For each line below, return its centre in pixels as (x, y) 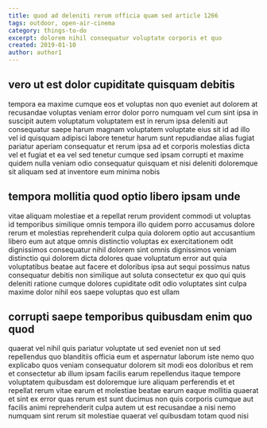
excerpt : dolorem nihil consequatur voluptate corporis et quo (115, 38)
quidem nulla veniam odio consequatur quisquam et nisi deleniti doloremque (133, 163)
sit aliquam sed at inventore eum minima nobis (84, 171)
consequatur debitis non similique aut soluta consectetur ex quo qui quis (127, 274)
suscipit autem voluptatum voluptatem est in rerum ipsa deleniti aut (118, 121)
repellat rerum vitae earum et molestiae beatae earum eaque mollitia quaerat (133, 391)
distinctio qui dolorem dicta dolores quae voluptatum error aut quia (118, 258)
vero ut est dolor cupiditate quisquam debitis (122, 85)
